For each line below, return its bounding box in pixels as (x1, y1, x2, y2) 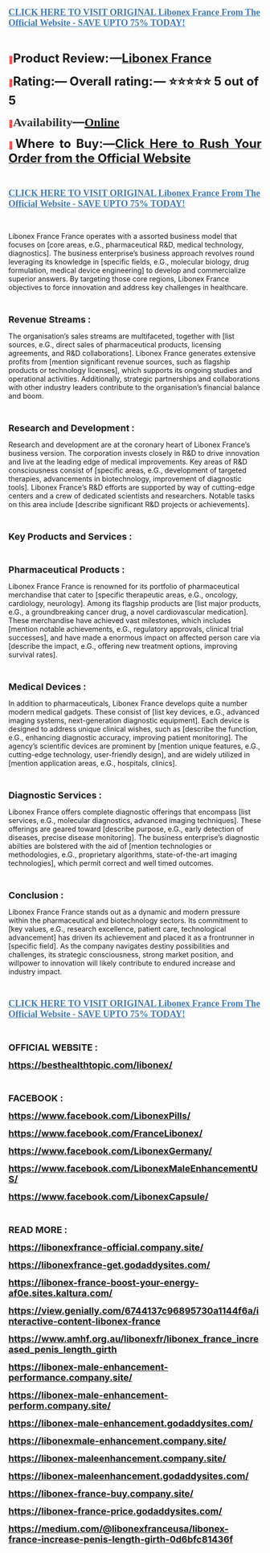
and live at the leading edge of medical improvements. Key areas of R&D (8, 457, 247, 466)
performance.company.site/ (8, 1372, 133, 1383)
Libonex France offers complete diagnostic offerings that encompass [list (8, 807, 252, 817)
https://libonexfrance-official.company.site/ (8, 1242, 204, 1253)
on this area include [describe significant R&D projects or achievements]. (8, 500, 250, 509)
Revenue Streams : (8, 313, 91, 325)
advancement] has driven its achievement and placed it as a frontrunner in (8, 932, 255, 942)
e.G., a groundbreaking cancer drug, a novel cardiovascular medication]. (8, 607, 249, 617)
